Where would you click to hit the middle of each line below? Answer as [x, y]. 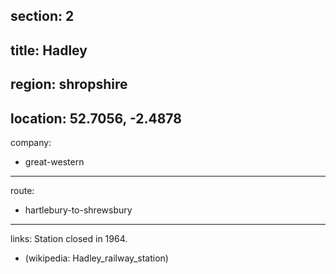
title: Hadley [49, 50]
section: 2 [42, 16]
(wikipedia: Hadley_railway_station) [96, 258]
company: [31, 142]
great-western [54, 161]
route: [22, 190]
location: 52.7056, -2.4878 [96, 118]
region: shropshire [69, 84]
